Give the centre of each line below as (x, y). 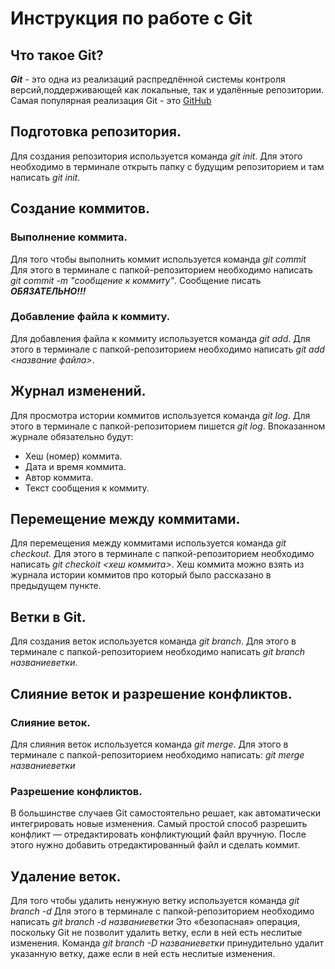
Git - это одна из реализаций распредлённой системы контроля (148, 79)
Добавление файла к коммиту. (90, 317)
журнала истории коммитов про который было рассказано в (141, 575)
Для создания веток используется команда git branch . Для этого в (153, 641)
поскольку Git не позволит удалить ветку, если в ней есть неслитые (156, 933)
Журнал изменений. (78, 391)
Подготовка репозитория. (96, 132)
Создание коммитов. (80, 208)
